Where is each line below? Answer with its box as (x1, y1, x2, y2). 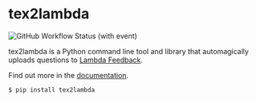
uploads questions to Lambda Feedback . (8, 55, 143, 65)
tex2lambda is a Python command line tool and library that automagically (8, 46, 249, 56)
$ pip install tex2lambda (8, 85, 95, 94)
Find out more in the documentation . (8, 70, 129, 80)
